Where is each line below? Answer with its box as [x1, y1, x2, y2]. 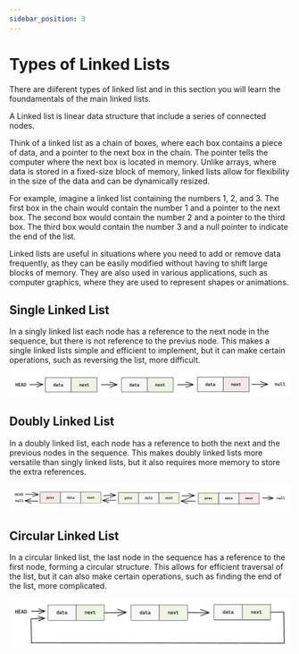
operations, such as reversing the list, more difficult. [9, 354, 201, 366]
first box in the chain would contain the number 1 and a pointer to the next [9, 202, 281, 213]
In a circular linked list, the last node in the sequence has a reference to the [9, 552, 286, 563]
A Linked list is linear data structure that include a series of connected [9, 110, 267, 121]
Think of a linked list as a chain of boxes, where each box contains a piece [9, 137, 283, 148]
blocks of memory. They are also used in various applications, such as [9, 267, 268, 277]
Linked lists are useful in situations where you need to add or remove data [9, 248, 281, 259]
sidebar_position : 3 [9, 14, 87, 23]
